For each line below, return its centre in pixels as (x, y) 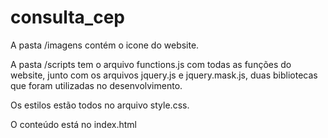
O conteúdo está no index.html (73, 124)
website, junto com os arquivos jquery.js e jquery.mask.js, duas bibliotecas (164, 75)
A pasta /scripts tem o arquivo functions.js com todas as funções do (151, 64)
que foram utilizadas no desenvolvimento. (96, 85)
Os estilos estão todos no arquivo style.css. (100, 105)
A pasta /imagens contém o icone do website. (105, 45)
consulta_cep (67, 17)
